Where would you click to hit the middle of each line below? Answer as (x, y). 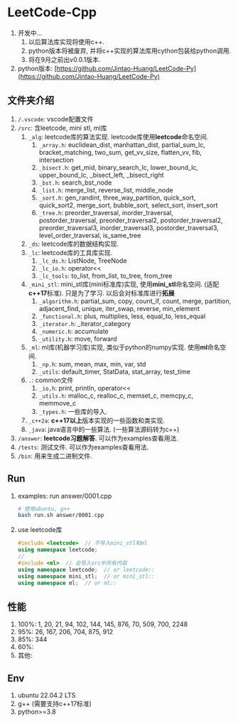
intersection (56, 160)
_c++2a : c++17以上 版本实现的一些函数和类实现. (96, 420)
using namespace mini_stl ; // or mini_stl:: (86, 576)
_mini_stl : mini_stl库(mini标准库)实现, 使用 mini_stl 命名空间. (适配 (124, 284)
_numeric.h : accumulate (74, 331)
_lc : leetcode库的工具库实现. (70, 252)
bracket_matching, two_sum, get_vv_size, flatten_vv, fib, (120, 152)
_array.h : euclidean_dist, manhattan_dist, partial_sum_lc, (122, 145)
